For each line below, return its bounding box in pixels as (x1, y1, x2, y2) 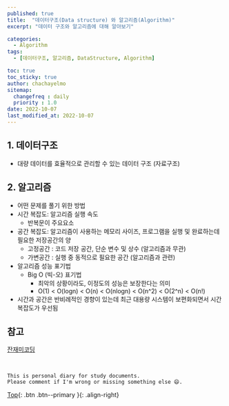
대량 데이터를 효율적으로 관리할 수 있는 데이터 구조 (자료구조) (17, 159, 181, 167)
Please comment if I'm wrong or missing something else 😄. (7, 378, 183, 386)
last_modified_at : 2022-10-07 (7, 112, 94, 120)
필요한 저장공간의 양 (17, 236, 71, 244)
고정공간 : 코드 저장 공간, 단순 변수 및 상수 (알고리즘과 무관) (27, 244, 186, 252)
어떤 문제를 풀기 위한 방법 (17, 201, 86, 210)
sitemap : (7, 86, 32, 93)
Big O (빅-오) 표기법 (27, 270, 82, 279)
